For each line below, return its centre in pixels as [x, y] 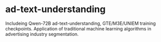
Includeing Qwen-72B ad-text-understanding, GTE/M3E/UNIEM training [80, 23]
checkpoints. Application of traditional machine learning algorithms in [78, 28]
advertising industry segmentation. [42, 34]
